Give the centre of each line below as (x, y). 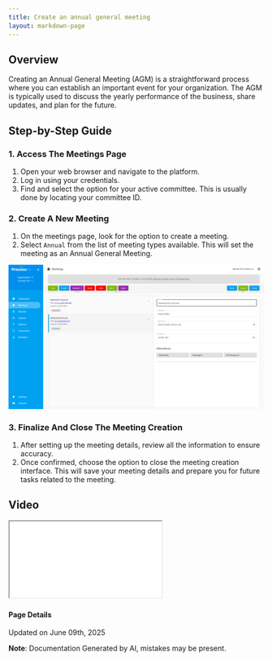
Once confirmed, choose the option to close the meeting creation (130, 463)
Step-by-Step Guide (60, 130)
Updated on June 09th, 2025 (57, 633)
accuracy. (37, 454)
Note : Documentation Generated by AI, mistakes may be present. (117, 648)
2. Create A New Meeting (59, 218)
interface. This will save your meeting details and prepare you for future (140, 471)
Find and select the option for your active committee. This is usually (134, 189)
